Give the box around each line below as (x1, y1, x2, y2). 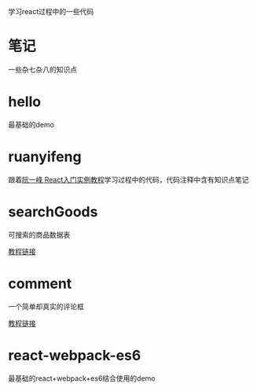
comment (8, 275, 72, 293)
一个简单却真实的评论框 (8, 301, 84, 311)
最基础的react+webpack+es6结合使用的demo (8, 373, 156, 383)
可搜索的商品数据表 (8, 230, 71, 239)
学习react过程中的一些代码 (8, 7, 94, 16)
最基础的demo (8, 120, 55, 129)
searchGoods (8, 203, 98, 220)
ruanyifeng (8, 148, 82, 166)
